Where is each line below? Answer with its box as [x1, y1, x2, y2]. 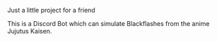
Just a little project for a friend [7, 6, 95, 14]
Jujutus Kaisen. [7, 27, 52, 35]
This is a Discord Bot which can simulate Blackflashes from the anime [7, 20, 210, 27]
